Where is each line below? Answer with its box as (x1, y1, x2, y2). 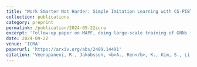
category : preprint (6, 19, 54, 25)
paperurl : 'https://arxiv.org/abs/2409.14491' (6, 47, 122, 52)
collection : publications (6, 14, 69, 20)
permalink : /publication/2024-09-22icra (6, 24, 107, 31)
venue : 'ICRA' (6, 41, 41, 47)
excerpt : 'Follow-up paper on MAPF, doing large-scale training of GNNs (6, 30, 188, 36)
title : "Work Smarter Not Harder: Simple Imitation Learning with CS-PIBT (6, 8, 193, 15)
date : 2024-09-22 (6, 36, 49, 41)
